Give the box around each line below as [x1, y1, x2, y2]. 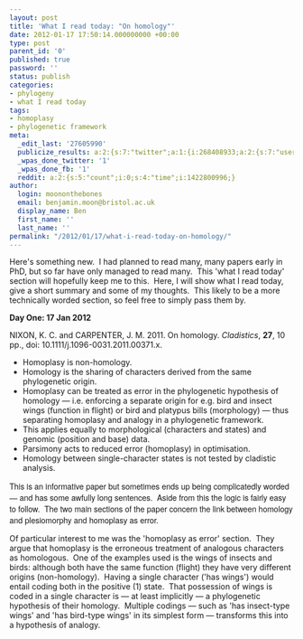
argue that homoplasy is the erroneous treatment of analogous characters [9, 543, 284, 554]
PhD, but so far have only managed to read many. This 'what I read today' [9, 266, 285, 277]
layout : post [9, 13, 59, 23]
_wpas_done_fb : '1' [17, 164, 91, 174]
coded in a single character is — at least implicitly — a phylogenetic [9, 591, 262, 602]
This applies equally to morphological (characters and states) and [22, 424, 267, 435]
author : [9, 182, 39, 191]
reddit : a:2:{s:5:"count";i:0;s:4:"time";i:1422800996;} [17, 173, 236, 182]
